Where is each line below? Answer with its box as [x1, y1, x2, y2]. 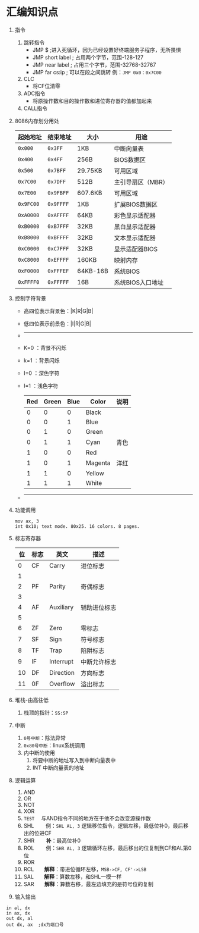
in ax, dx [6, 910, 31, 916]
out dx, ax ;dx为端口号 [6, 922, 64, 928]
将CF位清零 [32, 82, 60, 89]
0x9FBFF [47, 189, 69, 196]
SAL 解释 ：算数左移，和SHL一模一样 [23, 873, 122, 880]
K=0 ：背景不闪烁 [23, 344, 67, 351]
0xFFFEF [47, 267, 69, 274]
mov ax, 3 [14, 518, 40, 524]
